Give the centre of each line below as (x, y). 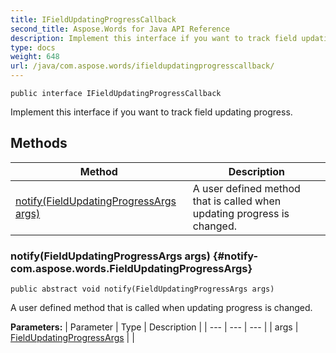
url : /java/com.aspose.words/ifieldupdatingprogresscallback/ (142, 66)
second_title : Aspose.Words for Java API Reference (120, 29)
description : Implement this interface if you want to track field (154, 38)
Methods (39, 143)
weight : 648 (35, 57)
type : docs (33, 47)
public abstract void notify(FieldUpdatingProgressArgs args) (142, 289)
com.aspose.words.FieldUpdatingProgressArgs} (131, 268)
